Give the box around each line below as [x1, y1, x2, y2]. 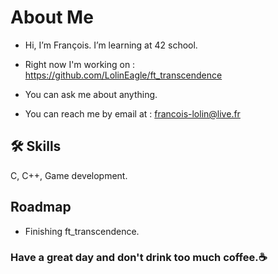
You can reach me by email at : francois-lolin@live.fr [24, 107, 241, 120]
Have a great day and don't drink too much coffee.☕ [10, 251, 268, 265]
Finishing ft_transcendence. [24, 225, 140, 237]
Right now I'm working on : [24, 58, 136, 70]
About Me [10, 6, 94, 29]
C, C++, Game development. [10, 169, 128, 181]
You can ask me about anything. [24, 88, 158, 100]
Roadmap [10, 199, 72, 216]
